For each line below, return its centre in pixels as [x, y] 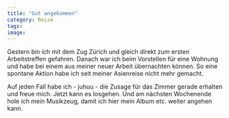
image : [16, 32]
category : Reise [30, 20]
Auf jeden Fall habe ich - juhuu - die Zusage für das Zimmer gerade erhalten [115, 87]
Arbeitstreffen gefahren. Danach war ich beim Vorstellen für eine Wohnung [113, 59]
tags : [15, 26]
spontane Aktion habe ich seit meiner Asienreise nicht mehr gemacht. [105, 74]
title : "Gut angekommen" [43, 13]
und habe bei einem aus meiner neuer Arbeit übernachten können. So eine [112, 66]
